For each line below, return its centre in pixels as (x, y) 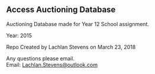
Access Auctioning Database (61, 10)
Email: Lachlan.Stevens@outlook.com (52, 65)
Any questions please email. (41, 58)
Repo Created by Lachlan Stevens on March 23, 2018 (71, 47)
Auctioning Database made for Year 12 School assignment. (78, 24)
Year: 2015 (19, 36)
